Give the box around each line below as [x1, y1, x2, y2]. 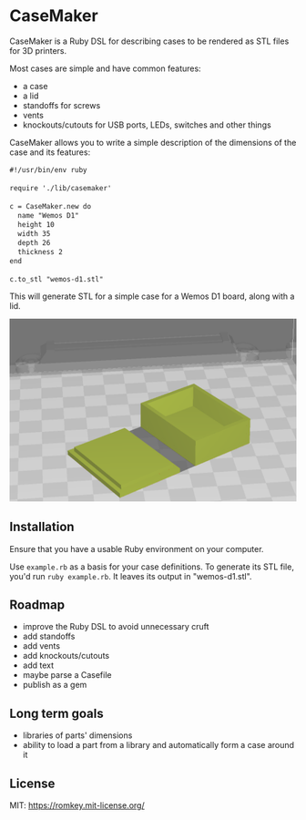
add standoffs [22, 630, 76, 642]
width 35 [17, 229, 51, 238]
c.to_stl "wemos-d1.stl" [9, 274, 104, 283]
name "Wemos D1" [17, 210, 79, 220]
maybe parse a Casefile [22, 670, 112, 681]
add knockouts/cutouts [22, 651, 110, 661]
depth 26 [17, 238, 51, 247]
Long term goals [9, 705, 104, 721]
